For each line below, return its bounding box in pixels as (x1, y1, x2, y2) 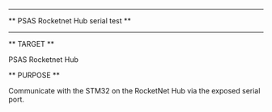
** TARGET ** (8, 39, 55, 48)
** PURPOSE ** (8, 70, 61, 80)
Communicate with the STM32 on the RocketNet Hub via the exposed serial (8, 86, 261, 95)
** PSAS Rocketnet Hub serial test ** (8, 16, 131, 25)
